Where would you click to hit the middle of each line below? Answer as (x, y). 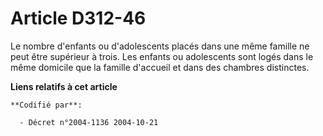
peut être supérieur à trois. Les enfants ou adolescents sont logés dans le (162, 56)
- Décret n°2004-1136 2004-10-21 (89, 122)
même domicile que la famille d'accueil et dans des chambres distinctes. (160, 67)
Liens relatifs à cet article (64, 86)
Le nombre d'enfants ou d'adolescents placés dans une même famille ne (160, 46)
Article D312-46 (78, 18)
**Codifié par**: (46, 105)
